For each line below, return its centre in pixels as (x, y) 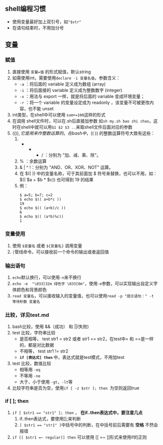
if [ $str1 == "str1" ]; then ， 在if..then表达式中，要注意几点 (77, 413)
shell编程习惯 (25, 9)
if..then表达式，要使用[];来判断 (50, 418)
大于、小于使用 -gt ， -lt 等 (46, 382)
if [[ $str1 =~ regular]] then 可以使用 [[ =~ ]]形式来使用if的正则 (79, 437)
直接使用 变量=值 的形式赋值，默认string (52, 72)
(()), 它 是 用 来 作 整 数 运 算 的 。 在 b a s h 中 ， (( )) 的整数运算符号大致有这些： (83, 133)
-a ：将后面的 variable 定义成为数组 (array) (63, 84)
